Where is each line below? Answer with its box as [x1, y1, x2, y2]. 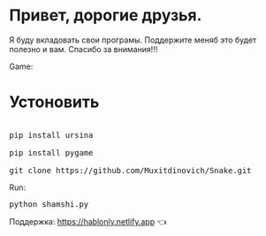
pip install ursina [9, 130, 94, 140]
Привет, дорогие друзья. [9, 5, 202, 26]
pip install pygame [9, 148, 94, 157]
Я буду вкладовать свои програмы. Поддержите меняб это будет [9, 34, 257, 45]
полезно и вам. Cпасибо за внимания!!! [9, 43, 158, 54]
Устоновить [9, 92, 100, 112]
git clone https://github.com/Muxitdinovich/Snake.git [9, 165, 252, 175]
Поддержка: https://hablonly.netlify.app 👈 [9, 216, 167, 226]
